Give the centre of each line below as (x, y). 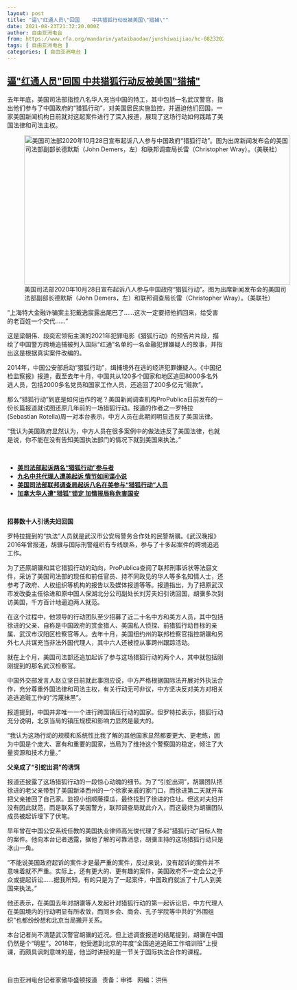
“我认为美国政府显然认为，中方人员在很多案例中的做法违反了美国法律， (108, 431)
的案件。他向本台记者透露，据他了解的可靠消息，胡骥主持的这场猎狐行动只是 (115, 839)
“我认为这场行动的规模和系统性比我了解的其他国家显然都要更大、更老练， (111, 735)
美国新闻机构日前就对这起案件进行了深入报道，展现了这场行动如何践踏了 (115, 116)
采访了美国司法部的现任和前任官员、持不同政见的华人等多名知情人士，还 (121, 576)
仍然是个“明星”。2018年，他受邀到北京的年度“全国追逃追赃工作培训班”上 (109, 943)
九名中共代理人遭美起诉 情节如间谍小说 (72, 476)
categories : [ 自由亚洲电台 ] (47, 52)
